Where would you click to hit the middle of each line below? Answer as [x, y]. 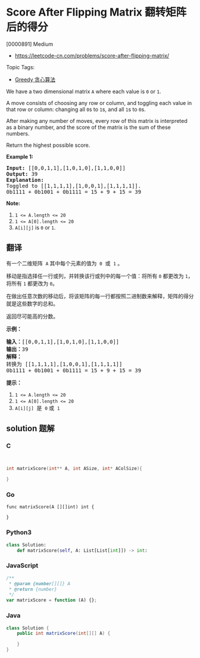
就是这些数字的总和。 [32, 303]
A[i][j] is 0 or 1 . [35, 227]
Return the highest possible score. [48, 145]
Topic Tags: [21, 67]
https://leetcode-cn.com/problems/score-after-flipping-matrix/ [92, 55]
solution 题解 [30, 429]
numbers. [18, 133]
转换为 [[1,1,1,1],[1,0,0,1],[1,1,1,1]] [64, 364]
